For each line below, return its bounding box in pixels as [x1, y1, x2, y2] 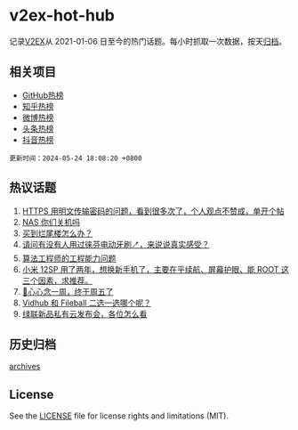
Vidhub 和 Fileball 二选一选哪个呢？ [21, 297, 151, 308]
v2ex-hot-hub [9, 5, 116, 26]
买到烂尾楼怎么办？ [21, 228, 93, 239]
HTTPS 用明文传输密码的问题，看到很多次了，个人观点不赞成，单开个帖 [21, 206, 285, 216]
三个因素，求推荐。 [21, 275, 93, 286]
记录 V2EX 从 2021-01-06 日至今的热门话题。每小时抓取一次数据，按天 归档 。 [9, 36, 287, 46]
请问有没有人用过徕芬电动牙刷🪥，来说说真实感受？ [21, 239, 210, 249]
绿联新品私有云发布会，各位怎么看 [21, 308, 148, 319]
